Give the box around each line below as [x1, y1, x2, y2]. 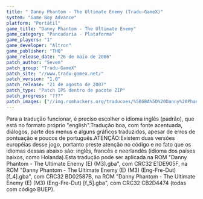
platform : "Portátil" [6, 20, 61, 26]
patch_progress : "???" [6, 93, 63, 99]
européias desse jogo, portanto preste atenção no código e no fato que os [6, 141, 192, 148]
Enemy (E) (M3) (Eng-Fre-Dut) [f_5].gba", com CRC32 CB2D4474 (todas [6, 179, 186, 186]
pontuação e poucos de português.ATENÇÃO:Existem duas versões [6, 134, 175, 142]
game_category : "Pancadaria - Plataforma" [6, 31, 115, 37]
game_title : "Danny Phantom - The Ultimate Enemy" [6, 25, 137, 32]
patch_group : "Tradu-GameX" [6, 65, 77, 71]
